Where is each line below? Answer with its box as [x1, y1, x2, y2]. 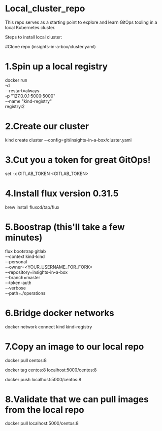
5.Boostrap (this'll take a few [5, 221, 125, 232]
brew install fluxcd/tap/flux [5, 204, 60, 210]
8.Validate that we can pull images [5, 394, 149, 405]
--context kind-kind [5, 253, 45, 259]
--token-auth [5, 280, 32, 286]
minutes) [5, 232, 43, 243]
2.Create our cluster [5, 121, 89, 132]
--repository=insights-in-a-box [5, 269, 68, 275]
